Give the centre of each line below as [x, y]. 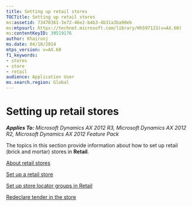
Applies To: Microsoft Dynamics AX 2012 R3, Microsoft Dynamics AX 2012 [96, 127]
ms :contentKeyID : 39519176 [39, 33]
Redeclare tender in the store [41, 197]
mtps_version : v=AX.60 [34, 50]
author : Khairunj [27, 39]
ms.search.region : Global [37, 83]
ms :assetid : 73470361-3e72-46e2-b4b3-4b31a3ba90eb [69, 22]
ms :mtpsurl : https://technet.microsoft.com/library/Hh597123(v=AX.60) [94, 28]
